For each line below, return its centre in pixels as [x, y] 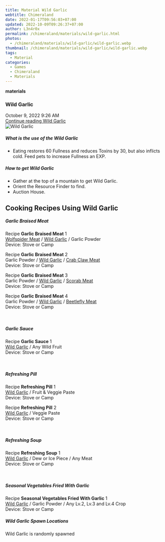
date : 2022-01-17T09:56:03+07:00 [41, 19]
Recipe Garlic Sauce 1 [29, 342]
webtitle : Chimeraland [29, 15]
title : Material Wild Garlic [36, 10]
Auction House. [29, 192]
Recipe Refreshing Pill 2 [31, 408]
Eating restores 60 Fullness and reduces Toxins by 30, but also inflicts [86, 151]
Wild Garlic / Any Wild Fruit [34, 347]
